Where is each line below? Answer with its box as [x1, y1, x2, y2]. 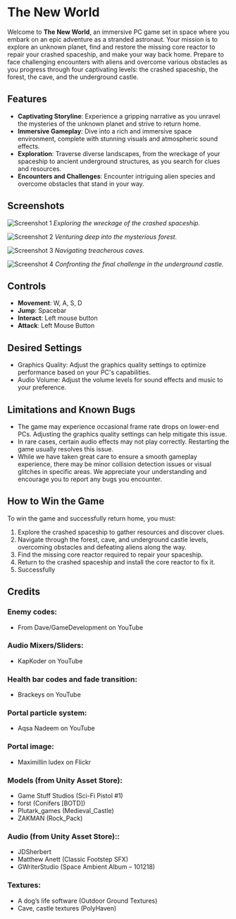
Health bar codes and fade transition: [7, 674, 137, 684]
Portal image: [7, 742, 54, 752]
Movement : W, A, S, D [17, 299, 82, 307]
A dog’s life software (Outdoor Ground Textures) [17, 896, 158, 905]
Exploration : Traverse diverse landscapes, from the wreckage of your [17, 149, 221, 158]
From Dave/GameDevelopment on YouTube [17, 623, 143, 632]
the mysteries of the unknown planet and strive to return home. [17, 119, 201, 128]
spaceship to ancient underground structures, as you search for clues [17, 157, 221, 165]
